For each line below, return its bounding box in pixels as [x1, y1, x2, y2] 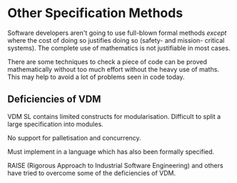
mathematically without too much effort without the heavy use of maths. [7, 65, 220, 73]
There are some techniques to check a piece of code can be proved [7, 57, 208, 66]
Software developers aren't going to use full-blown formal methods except [7, 28, 227, 37]
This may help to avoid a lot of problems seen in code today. [7, 73, 185, 81]
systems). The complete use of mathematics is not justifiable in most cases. [7, 43, 231, 52]
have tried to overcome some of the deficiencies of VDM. [7, 169, 176, 177]
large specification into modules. [7, 120, 104, 128]
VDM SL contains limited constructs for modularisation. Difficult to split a [7, 112, 221, 120]
